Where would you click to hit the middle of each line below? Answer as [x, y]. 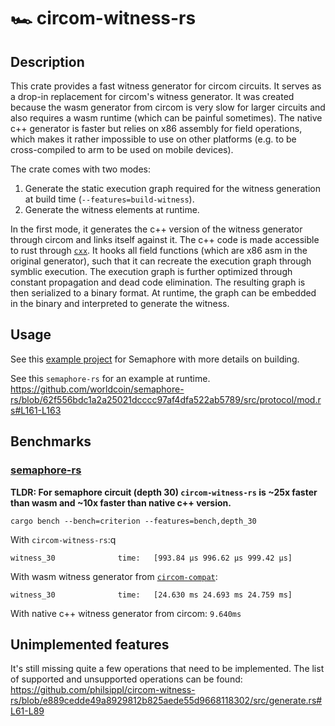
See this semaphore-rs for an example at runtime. [110, 378]
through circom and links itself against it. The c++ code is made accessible [165, 239]
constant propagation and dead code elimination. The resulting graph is [158, 282]
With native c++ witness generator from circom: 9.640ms [126, 613]
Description [47, 61]
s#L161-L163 [36, 410]
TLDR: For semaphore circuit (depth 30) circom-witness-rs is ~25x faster [164, 492]
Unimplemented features [90, 644]
